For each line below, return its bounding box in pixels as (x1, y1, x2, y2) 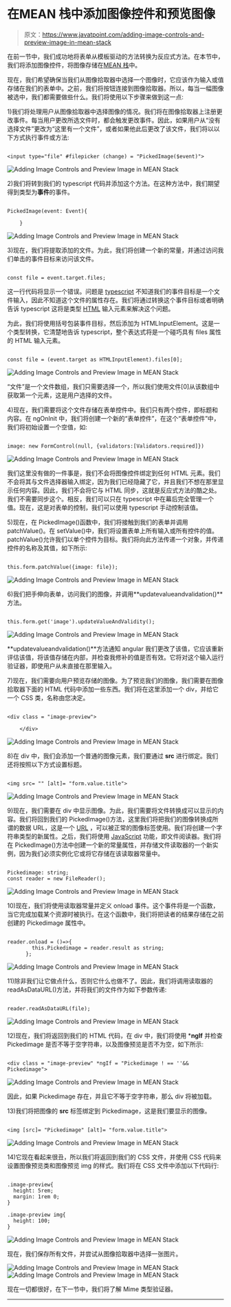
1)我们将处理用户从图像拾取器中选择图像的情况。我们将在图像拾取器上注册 (7, 107, 217, 116)
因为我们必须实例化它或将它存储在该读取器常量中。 (19, 849, 164, 857)
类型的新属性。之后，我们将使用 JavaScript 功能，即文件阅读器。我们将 (19, 832, 222, 840)
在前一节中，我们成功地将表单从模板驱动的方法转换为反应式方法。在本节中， (7, 52, 224, 61)
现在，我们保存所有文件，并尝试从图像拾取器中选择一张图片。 (7, 1249, 182, 1257)
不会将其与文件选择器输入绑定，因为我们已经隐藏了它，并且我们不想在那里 (7, 477, 218, 485)
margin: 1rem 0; (13, 1193, 60, 1200)
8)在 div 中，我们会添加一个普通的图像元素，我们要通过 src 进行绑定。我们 (7, 751, 219, 760)
